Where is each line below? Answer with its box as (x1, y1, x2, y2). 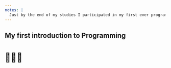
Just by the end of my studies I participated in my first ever (9, 12, 149, 17)
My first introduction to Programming (5, 31, 126, 40)
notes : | (5, 7, 23, 13)
